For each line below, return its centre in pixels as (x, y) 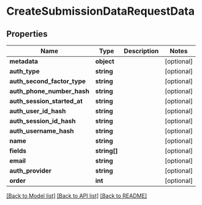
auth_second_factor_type (48, 81)
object (105, 61)
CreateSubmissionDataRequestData (101, 11)
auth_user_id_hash (38, 111)
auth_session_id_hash (43, 121)
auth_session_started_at (46, 101)
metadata (24, 61)
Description (141, 51)
